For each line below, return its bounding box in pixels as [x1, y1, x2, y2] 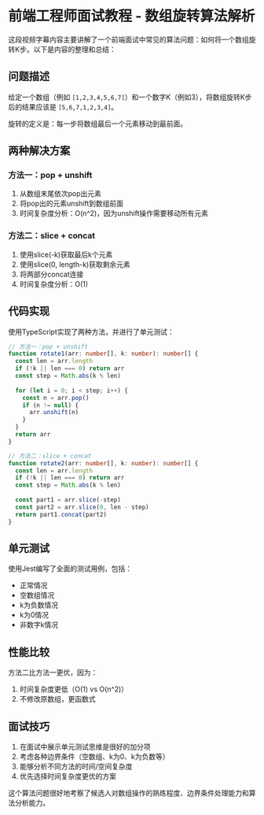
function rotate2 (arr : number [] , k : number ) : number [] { [8, 459, 199, 467]
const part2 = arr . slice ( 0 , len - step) [15, 503, 149, 511]
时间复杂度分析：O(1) [19, 279, 89, 288]
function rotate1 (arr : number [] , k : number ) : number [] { [8, 350, 199, 358]
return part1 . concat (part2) [15, 510, 108, 518]
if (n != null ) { [22, 401, 79, 409]
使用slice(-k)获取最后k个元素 [19, 250, 113, 259]
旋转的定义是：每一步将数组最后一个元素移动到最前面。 [8, 119, 187, 128]
